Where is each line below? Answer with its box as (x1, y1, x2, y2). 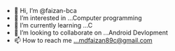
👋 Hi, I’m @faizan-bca (13, 7, 77, 14)
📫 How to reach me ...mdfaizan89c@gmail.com (13, 37, 153, 44)
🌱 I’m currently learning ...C (13, 21, 93, 29)
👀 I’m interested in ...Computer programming (13, 14, 142, 22)
